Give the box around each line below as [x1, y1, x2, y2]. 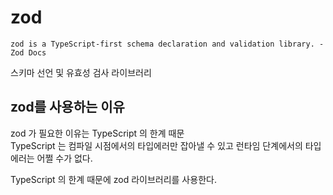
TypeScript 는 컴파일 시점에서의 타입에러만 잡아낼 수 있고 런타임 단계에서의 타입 [10, 139, 322, 151]
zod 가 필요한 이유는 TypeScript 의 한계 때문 [10, 127, 185, 139]
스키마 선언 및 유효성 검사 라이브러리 [10, 66, 152, 78]
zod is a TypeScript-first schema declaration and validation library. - [10, 39, 325, 49]
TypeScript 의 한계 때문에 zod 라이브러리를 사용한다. [10, 173, 217, 185]
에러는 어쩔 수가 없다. [10, 152, 93, 164]
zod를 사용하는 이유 [10, 99, 125, 116]
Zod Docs [10, 47, 47, 58]
